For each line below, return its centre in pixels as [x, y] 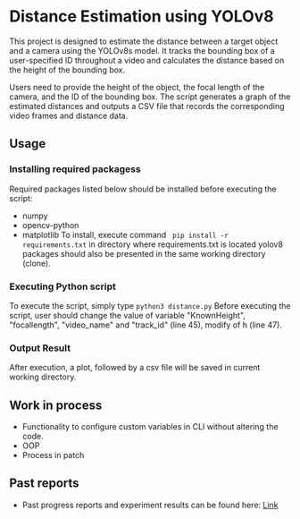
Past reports [44, 484]
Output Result [40, 348]
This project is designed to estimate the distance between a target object [144, 41]
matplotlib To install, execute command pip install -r [125, 234]
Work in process [56, 405]
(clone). [36, 263]
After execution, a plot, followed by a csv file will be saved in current [135, 368]
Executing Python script [62, 286]
